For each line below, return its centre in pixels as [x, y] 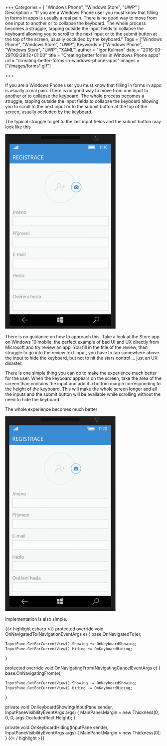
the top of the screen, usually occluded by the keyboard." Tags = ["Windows [84, 39]
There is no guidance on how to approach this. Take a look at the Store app [82, 337]
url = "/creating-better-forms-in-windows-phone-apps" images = [73, 60]
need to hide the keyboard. [33, 400]
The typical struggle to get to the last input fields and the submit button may [83, 121]
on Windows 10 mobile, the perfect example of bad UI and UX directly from [82, 342]
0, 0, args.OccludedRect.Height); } [40, 718]
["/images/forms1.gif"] [28, 66]
